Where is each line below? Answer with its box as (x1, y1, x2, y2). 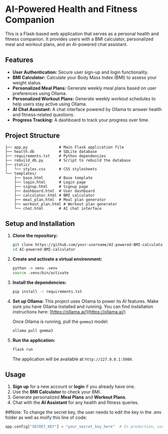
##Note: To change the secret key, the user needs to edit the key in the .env (5, 409, 161, 415)
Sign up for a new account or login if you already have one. (12, 383, 135, 389)
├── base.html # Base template (14, 175, 93, 180)
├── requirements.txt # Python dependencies (5, 153, 106, 158)
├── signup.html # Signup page (14, 184, 88, 189)
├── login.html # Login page (14, 179, 86, 184)
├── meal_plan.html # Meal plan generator (14, 197, 106, 202)
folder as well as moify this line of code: (5, 414, 87, 420)
